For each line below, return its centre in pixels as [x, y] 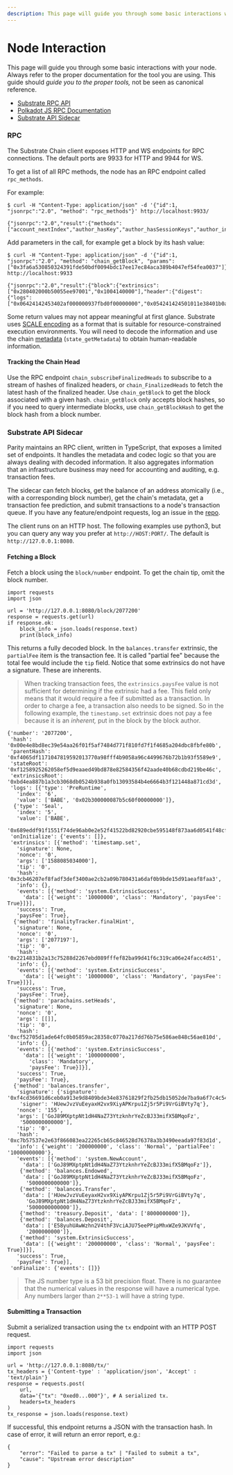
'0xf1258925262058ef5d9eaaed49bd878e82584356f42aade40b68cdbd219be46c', [114, 769]
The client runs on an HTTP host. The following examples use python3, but [114, 526]
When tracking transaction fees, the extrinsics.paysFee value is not [121, 683]
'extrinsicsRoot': [37, 775]
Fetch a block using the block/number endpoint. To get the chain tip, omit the [116, 572]
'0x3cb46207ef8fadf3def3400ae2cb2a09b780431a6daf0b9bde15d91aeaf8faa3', [114, 879]
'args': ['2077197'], [48, 940]
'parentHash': [31, 751]
